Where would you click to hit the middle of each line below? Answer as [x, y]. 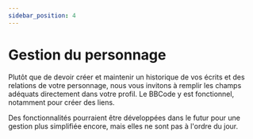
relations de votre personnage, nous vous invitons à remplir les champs [125, 85]
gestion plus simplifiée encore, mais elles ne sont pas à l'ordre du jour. [123, 126]
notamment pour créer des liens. [61, 102]
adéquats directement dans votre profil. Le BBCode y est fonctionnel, [121, 94]
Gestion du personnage [87, 54]
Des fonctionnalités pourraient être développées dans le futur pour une [124, 118]
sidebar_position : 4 [42, 15]
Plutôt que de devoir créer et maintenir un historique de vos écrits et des [126, 77]
